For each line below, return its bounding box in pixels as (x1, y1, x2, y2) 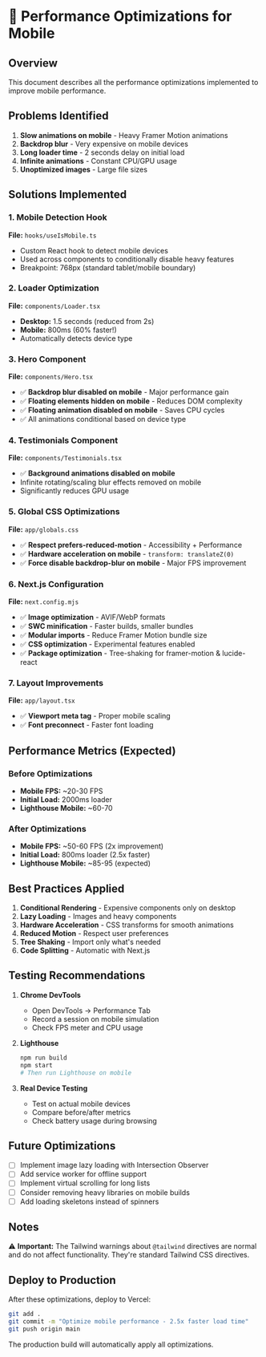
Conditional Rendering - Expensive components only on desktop (19, 903, 236, 913)
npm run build (19, 1054, 67, 1062)
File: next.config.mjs (8, 597, 79, 606)
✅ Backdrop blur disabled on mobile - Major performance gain (19, 387, 230, 397)
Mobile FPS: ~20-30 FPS (19, 786, 103, 796)
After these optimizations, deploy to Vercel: (8, 1294, 151, 1304)
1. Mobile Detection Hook (8, 212, 108, 223)
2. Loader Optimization (8, 282, 99, 294)
